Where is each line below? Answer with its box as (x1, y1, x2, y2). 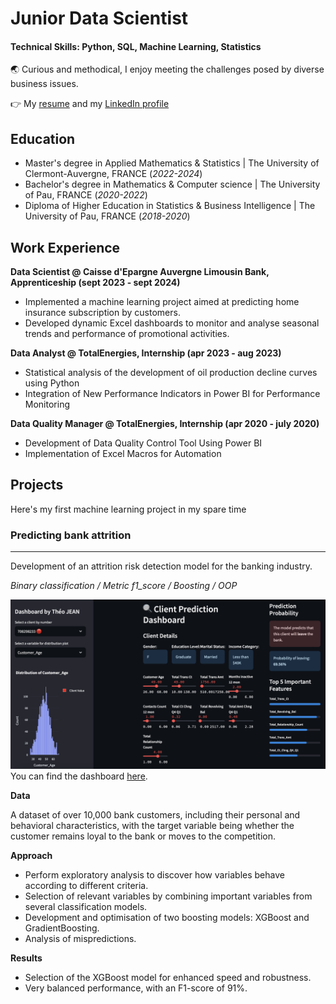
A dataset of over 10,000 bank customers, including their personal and (10, 808, 301, 821)
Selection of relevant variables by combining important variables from (24, 890, 313, 902)
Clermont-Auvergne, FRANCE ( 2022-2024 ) (24, 168, 203, 180)
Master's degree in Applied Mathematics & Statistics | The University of (24, 157, 320, 169)
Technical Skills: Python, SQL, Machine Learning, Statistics (10, 40, 262, 52)
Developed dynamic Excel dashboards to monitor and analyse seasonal (24, 317, 320, 329)
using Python (24, 377, 80, 389)
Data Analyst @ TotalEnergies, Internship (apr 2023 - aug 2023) (10, 347, 282, 359)
